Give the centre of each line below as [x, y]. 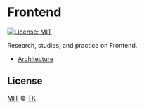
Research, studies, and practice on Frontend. [72, 45]
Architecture [35, 59]
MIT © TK [22, 98]
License [25, 81]
